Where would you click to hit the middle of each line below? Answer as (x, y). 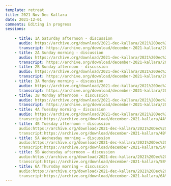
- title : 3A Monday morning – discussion (59, 81)
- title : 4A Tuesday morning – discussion (60, 110)
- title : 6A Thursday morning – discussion (61, 166)
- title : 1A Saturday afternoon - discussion (64, 39)
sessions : (16, 29)
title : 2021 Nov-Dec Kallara (36, 15)
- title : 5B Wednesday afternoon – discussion (65, 152)
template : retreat (25, 10)
